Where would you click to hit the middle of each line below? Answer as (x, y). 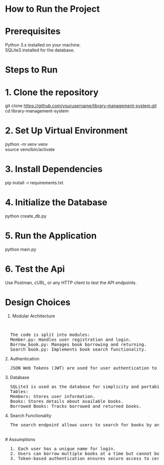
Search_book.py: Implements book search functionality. (78, 349)
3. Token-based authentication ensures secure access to (80, 458)
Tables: (19, 391)
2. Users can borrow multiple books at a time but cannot (81, 454)
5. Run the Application (51, 236)
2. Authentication (22, 358)
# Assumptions (20, 439)
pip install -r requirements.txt (34, 183)
